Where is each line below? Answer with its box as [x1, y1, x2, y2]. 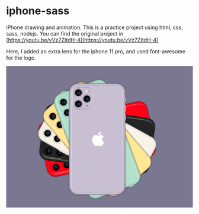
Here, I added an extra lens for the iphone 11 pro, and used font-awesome [6, 47, 185, 55]
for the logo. [6, 54, 37, 61]
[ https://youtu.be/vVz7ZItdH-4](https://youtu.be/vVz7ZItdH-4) [6, 36, 159, 43]
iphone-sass [6, 4, 70, 18]
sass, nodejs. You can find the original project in [6, 30, 124, 37]
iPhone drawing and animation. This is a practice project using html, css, [6, 24, 184, 31]
